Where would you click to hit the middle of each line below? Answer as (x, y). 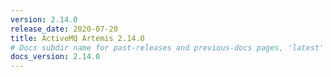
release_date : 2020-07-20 (64, 29)
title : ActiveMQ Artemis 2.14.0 (77, 38)
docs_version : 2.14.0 (55, 57)
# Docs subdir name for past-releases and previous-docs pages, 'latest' (167, 47)
